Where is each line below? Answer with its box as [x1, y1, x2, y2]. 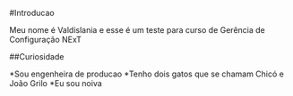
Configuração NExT [9, 35, 82, 44]
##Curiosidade [9, 52, 65, 61]
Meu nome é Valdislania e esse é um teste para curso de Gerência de [9, 25, 266, 35]
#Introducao [9, 8, 56, 18]
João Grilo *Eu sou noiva [9, 78, 103, 88]
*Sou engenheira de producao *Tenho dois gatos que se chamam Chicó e [9, 68, 284, 79]
